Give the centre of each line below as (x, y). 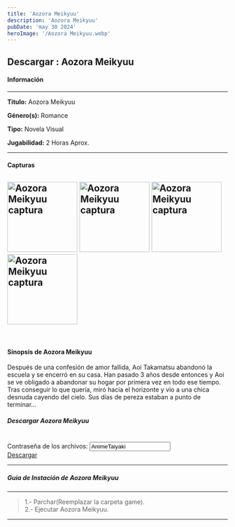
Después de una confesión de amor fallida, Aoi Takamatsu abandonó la (110, 367)
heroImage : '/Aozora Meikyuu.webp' (59, 33)
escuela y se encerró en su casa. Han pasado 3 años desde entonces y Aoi (116, 375)
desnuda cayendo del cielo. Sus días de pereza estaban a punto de (104, 397)
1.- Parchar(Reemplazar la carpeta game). (84, 502)
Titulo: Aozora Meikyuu (41, 102)
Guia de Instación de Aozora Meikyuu (63, 478)
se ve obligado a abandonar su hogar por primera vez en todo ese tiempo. (114, 382)
